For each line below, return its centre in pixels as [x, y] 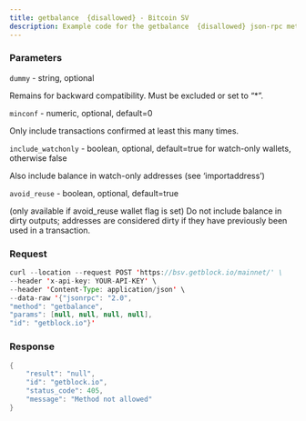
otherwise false [38, 158]
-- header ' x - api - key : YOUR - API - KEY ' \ [83, 281]
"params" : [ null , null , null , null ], [81, 315]
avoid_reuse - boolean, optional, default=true [94, 193]
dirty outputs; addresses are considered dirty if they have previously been [148, 220]
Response [32, 346]
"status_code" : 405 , [65, 391]
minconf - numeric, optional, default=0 [81, 113]
